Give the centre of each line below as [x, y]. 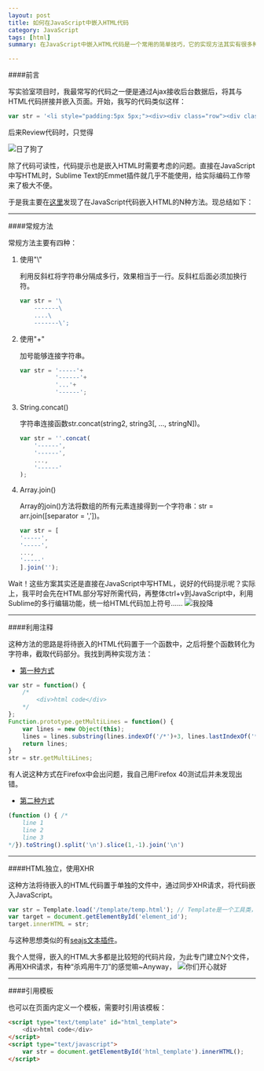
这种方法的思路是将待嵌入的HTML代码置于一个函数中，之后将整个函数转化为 [132, 644]
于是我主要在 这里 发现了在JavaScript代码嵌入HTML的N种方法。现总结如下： [131, 202]
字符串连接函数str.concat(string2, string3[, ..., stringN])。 [112, 424]
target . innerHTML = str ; [49, 924]
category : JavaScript [44, 30]
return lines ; [45, 743]
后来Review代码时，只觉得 [51, 132]
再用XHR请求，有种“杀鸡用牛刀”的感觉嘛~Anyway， [92, 966]
